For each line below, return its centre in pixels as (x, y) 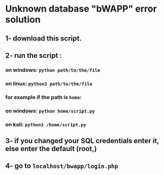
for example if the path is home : (44, 97)
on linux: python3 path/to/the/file (49, 83)
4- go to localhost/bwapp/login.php (62, 166)
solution (23, 20)
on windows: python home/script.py (50, 111)
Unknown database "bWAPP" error (81, 9)
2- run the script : (34, 56)
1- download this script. (44, 38)
